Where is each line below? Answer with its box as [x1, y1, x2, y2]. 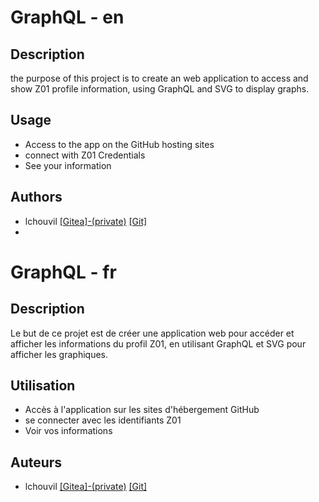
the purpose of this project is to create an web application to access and [10, 72, 309, 84]
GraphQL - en [10, 6, 125, 29]
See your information [24, 159, 112, 171]
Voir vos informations [24, 425, 113, 437]
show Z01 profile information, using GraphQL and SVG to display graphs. [10, 83, 310, 95]
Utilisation [10, 377, 76, 395]
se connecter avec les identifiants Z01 [24, 414, 182, 426]
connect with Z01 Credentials [24, 149, 146, 161]
